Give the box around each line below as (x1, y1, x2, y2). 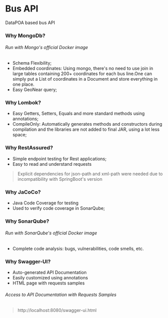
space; (12, 132, 27, 138)
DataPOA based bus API (5, 20, 55, 26)
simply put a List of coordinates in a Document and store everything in (12, 76, 158, 82)
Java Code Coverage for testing (12, 200, 79, 206)
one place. (12, 81, 35, 88)
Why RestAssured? (5, 144, 54, 151)
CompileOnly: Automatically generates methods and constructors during (12, 121, 162, 127)
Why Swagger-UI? (5, 258, 51, 265)
